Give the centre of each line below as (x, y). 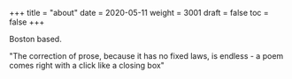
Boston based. (35, 39)
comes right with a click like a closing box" (87, 65)
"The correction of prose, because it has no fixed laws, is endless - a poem (146, 56)
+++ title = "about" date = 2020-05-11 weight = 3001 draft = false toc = (139, 13)
